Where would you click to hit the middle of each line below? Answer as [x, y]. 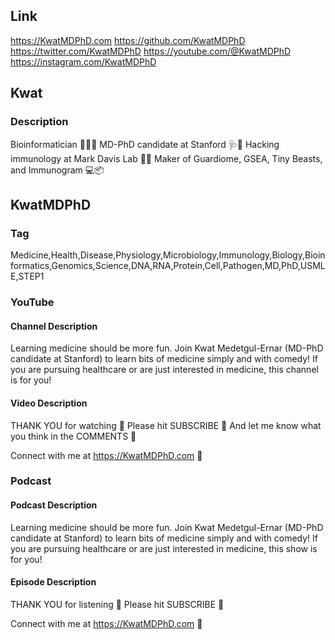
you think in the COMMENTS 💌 [73, 436]
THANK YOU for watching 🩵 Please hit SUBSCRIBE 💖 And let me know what [166, 425]
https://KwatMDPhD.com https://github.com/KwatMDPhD [128, 40]
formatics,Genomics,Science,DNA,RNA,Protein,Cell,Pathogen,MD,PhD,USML [168, 266]
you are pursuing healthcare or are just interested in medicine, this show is [164, 548]
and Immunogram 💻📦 [57, 170]
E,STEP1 [27, 276]
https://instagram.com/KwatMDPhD [83, 61]
